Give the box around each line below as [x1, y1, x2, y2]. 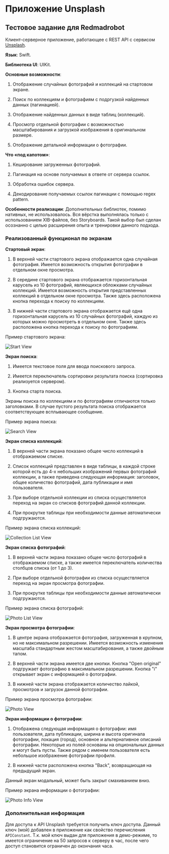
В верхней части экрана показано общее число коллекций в [12, 448, 144, 454]
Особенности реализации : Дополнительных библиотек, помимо [5, 206, 146, 212]
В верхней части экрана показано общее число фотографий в [12, 554, 146, 561]
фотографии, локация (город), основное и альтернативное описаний [12, 737, 161, 743]
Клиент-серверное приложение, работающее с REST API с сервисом [5, 36, 155, 42]
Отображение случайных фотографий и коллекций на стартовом [12, 81, 153, 87]
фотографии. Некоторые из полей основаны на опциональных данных [12, 742, 164, 748]
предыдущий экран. [12, 767, 57, 774]
